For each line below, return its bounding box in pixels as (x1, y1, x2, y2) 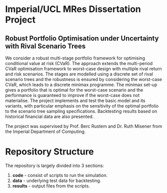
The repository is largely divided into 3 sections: (5, 162, 104, 168)
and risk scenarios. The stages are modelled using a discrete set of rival (5, 71, 154, 77)
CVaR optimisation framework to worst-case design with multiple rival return (5, 66, 162, 71)
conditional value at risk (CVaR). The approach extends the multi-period (5, 60, 153, 66)
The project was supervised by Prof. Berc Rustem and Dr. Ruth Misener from (5, 123, 163, 129)
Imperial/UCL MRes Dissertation (5, 3, 141, 15)
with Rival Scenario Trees (5, 41, 86, 50)
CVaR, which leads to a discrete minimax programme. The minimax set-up (5, 81, 158, 87)
